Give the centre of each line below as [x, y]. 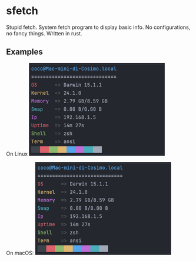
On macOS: [20, 253]
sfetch [22, 11]
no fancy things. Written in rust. [44, 33]
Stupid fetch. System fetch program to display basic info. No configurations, [98, 27]
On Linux [17, 154]
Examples [24, 52]
